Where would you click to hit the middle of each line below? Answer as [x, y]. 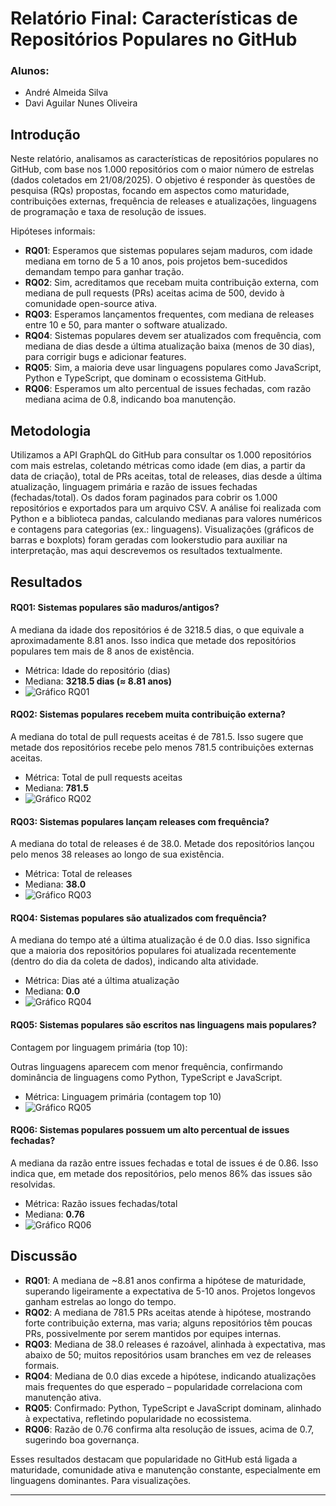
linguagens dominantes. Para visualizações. [101, 1480]
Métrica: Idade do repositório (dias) [97, 670]
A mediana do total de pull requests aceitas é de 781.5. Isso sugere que [157, 736]
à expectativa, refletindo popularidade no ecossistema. [138, 1418]
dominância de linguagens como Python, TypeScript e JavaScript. [146, 1077]
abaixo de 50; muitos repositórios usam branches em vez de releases [168, 1354]
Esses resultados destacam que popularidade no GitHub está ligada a [154, 1459]
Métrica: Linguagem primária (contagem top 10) [123, 1096]
